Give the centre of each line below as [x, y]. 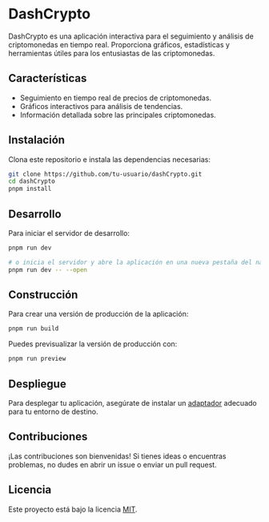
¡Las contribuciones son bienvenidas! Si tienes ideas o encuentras [117, 456]
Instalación [37, 140]
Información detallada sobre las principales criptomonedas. [118, 115]
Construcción [43, 295]
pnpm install [30, 189]
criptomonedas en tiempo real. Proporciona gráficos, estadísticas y [119, 44]
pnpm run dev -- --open [48, 269]
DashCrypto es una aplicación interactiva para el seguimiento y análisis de [131, 36]
